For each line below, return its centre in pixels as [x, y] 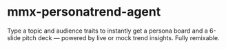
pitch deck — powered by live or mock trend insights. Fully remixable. [121, 37]
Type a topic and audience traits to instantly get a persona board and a [107, 31]
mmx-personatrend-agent [84, 12]
